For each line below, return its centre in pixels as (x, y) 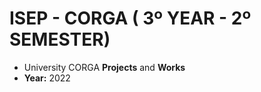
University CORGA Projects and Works (104, 67)
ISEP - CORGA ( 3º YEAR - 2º (130, 18)
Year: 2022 (47, 78)
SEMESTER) (60, 39)
